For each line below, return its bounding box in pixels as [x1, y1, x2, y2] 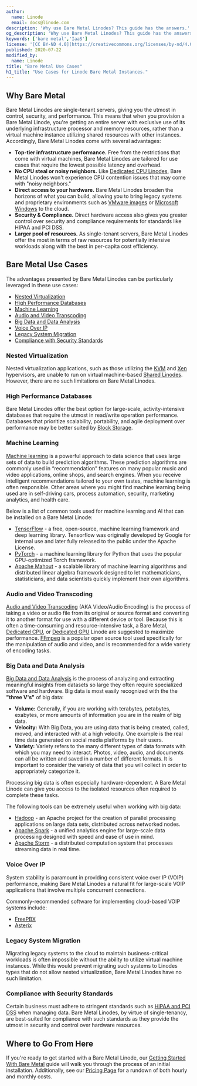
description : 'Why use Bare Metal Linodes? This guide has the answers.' [6, 25, 191, 31]
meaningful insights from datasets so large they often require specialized [6, 681, 183, 689]
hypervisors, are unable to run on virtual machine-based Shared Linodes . [6, 371, 183, 378]
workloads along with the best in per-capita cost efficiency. [14, 243, 158, 250]
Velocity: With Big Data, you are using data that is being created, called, [14, 724, 189, 731]
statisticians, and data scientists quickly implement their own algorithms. [14, 575, 190, 582]
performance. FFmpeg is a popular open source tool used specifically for [6, 635, 183, 642]
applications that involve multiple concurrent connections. [6, 886, 147, 894]
